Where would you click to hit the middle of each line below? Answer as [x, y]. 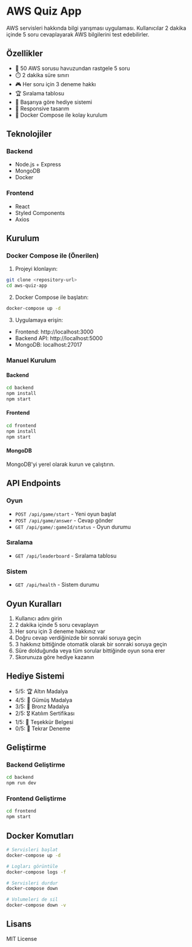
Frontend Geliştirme [36, 799]
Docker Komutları [40, 836]
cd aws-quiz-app [27, 286]
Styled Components [40, 213]
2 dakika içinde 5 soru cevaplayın [57, 624]
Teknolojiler [29, 134]
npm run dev [21, 783]
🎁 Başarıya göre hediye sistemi [54, 102]
